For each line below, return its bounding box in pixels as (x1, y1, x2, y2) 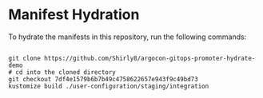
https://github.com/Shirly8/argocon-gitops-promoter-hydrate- (43, 54, 256, 62)
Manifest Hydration (8, 6, 140, 24)
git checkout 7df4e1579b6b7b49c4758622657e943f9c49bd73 (8, 75, 198, 83)
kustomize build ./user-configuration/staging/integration (8, 82, 209, 90)
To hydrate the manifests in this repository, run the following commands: (8, 32, 247, 41)
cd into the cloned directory (15, 68, 116, 76)
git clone (8, 54, 42, 62)
